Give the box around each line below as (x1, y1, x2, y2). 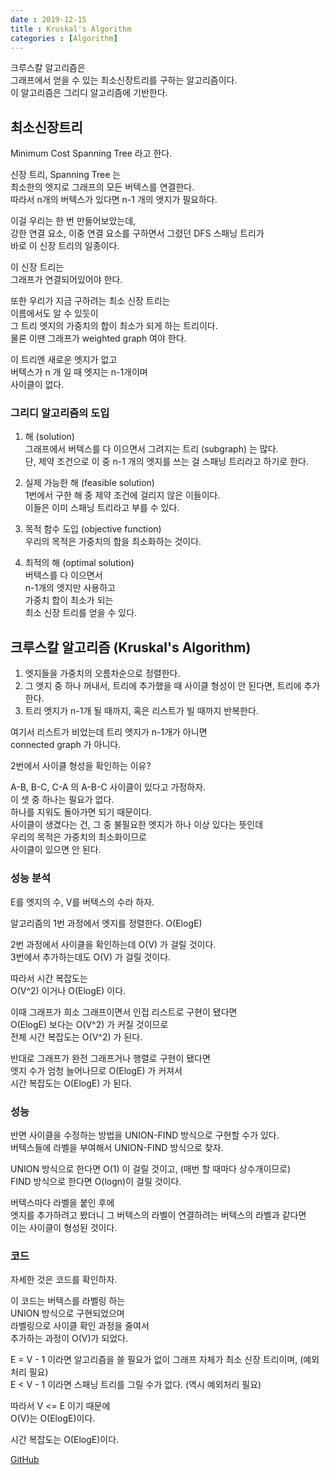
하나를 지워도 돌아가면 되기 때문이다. (10, 806, 152, 818)
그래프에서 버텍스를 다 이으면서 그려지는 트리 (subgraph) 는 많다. (24, 443, 279, 455)
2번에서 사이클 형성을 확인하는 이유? (10, 760, 152, 772)
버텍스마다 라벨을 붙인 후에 (10, 1196, 115, 1208)
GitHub (10, 1454, 40, 1466)
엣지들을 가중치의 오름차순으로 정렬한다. (24, 667, 181, 680)
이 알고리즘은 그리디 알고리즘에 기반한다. (10, 87, 168, 99)
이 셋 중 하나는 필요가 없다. (10, 794, 115, 806)
